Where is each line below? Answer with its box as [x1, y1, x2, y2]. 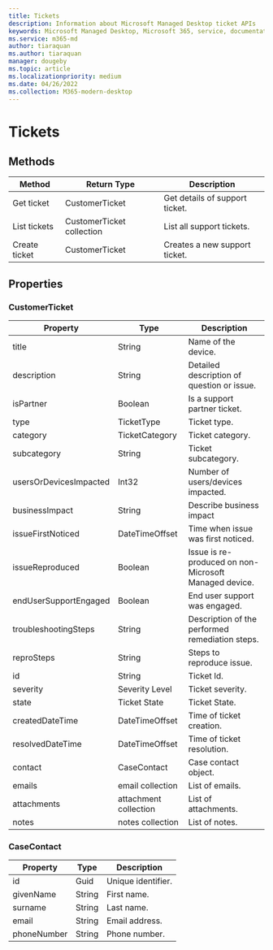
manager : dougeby [8, 58, 67, 66]
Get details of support [163, 193, 247, 204]
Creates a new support [163, 239, 251, 250]
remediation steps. [188, 634, 259, 645]
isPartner [12, 398, 47, 410]
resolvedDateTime [12, 739, 83, 750]
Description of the [188, 614, 258, 625]
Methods [8, 154, 55, 168]
